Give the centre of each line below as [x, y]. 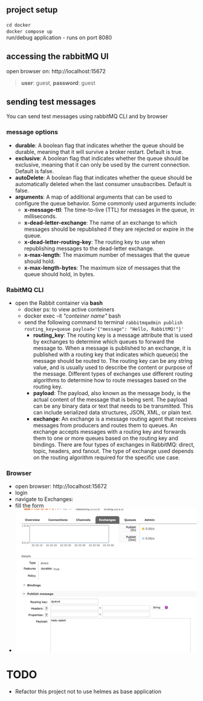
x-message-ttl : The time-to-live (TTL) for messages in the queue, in [109, 210]
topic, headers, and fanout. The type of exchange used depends [113, 451]
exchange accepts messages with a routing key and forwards [109, 432]
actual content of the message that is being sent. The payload [110, 400]
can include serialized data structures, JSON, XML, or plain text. [113, 413]
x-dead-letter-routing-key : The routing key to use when [95, 242]
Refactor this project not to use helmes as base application [88, 692]
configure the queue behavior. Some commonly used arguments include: [106, 203]
